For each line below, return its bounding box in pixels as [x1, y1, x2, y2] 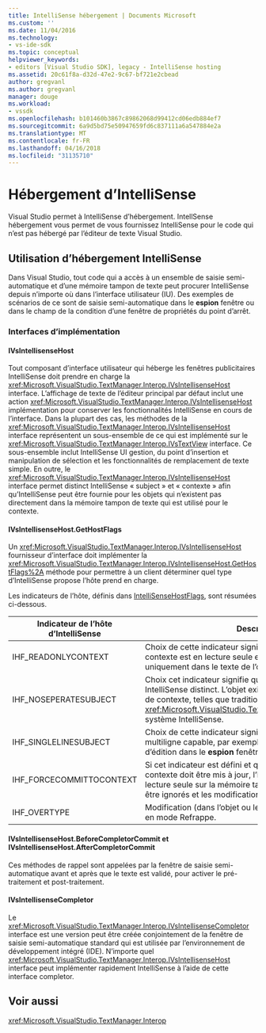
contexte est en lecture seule [145, 651, 253, 662]
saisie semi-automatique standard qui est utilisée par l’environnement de [8, 938, 245, 947]
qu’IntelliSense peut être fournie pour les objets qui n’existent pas [8, 490, 222, 499]
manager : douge [8, 93, 59, 101]
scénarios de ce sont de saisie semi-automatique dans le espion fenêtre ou [8, 298, 255, 307]
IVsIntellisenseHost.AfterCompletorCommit [8, 842, 156, 852]
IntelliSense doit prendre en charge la [8, 372, 131, 381]
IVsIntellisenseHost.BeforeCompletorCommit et [8, 833, 169, 844]
